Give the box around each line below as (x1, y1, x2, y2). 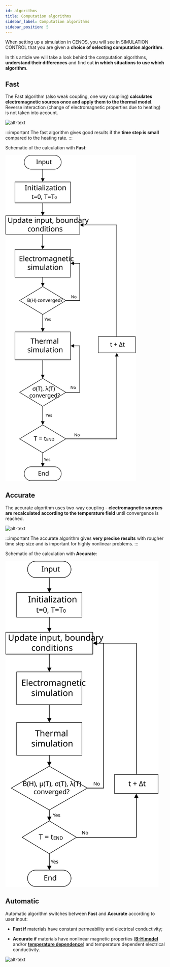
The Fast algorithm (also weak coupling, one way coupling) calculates (5, 93, 153, 99)
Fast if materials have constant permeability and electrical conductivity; (12, 926, 163, 932)
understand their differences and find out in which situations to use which (5, 60, 164, 66)
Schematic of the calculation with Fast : (5, 145, 87, 151)
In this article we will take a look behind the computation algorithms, (5, 54, 148, 61)
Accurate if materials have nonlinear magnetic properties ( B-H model (12, 935, 158, 942)
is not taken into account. (5, 110, 58, 116)
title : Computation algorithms (5, 13, 72, 19)
